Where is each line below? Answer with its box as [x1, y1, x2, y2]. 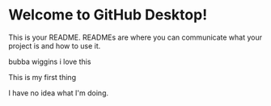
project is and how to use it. [8, 40, 101, 50]
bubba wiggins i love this [8, 57, 91, 66]
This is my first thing [8, 72, 77, 82]
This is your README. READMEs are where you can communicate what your [8, 32, 263, 42]
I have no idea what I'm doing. [8, 87, 109, 98]
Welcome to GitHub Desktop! [8, 6, 208, 24]
